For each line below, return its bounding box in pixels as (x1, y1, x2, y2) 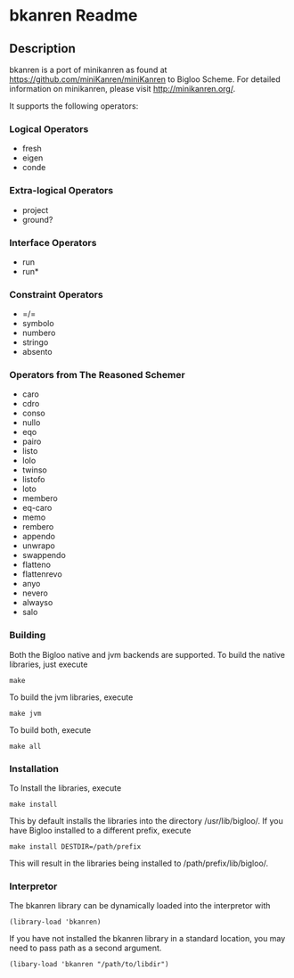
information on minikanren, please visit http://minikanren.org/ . (9, 84, 236, 94)
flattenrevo (21, 569, 62, 579)
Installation (9, 762, 60, 775)
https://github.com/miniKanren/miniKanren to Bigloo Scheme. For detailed (9, 74, 281, 85)
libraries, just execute (9, 659, 88, 670)
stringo (21, 337, 49, 348)
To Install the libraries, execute (9, 783, 122, 793)
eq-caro (21, 503, 53, 514)
